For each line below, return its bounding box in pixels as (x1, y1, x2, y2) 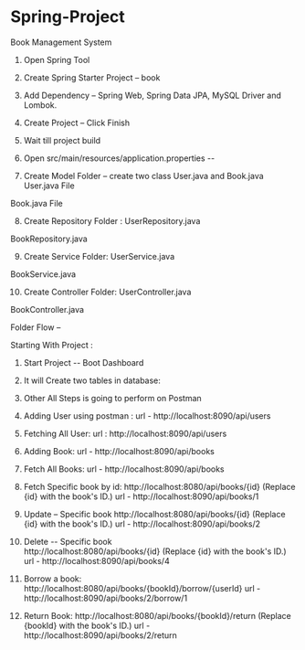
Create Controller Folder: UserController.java (23, 286, 192, 297)
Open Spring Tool (23, 54, 90, 65)
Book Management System (10, 37, 112, 48)
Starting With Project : (10, 339, 94, 350)
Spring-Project (10, 6, 126, 27)
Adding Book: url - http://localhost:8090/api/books (23, 445, 216, 456)
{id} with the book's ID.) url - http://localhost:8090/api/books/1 (23, 491, 259, 502)
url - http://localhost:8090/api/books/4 (23, 555, 170, 566)
